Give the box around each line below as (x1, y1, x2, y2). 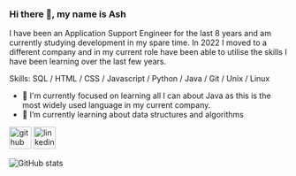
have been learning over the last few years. (9, 57, 166, 67)
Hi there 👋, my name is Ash (9, 8, 126, 20)
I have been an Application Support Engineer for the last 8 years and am (9, 28, 272, 39)
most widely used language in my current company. (21, 100, 211, 111)
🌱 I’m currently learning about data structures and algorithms (21, 110, 245, 120)
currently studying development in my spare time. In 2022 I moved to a (9, 37, 268, 48)
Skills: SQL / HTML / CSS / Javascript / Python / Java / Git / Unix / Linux (9, 73, 270, 84)
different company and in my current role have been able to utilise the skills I (9, 47, 287, 57)
